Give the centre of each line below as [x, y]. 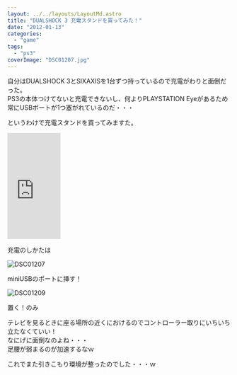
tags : [15, 47]
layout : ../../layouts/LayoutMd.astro [64, 14]
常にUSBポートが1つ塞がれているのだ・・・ [71, 108]
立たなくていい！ [32, 331]
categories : [25, 34]
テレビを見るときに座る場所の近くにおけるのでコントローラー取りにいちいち [119, 322]
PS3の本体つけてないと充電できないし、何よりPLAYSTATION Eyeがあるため [118, 98]
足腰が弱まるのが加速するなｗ [51, 349]
